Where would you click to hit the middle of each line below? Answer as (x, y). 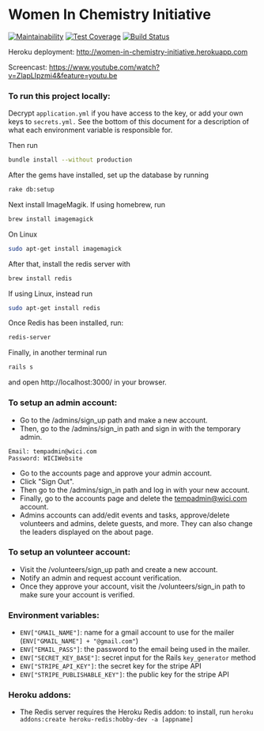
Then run (23, 146)
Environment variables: (54, 615)
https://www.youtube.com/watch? (104, 67)
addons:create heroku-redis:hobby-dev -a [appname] (106, 720)
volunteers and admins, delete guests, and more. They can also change (136, 523)
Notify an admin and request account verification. (100, 578)
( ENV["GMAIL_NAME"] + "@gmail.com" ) (79, 641)
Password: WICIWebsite (45, 458)
